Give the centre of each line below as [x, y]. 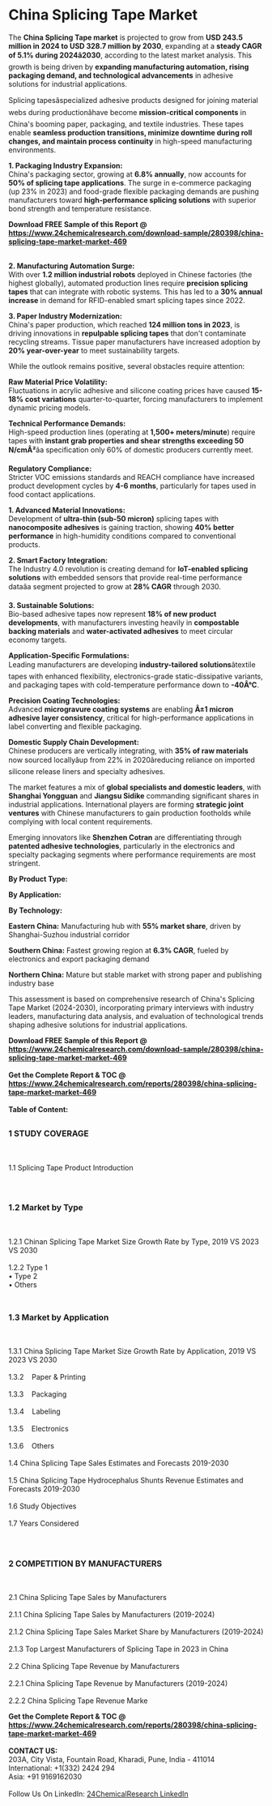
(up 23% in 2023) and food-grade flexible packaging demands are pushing [134, 191]
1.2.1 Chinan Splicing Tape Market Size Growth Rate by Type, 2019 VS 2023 [134, 1241]
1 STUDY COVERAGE [49, 1134]
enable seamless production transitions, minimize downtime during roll [130, 132]
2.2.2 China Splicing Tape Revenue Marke [78, 1701]
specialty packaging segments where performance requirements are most [132, 854]
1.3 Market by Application [59, 1317]
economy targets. [38, 640]
